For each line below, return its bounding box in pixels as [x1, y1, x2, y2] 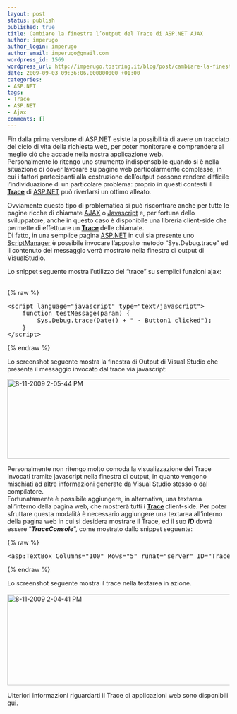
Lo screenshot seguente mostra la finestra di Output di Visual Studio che [7, 357, 219, 366]
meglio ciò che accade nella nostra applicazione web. [7, 150, 164, 158]
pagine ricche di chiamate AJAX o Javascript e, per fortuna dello [7, 208, 195, 217]
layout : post [7, 10, 46, 18]
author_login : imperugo [7, 43, 78, 50]
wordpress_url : [7, 63, 52, 70]
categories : [7, 76, 42, 83]
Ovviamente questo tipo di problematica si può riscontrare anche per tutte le [7, 201, 229, 209]
